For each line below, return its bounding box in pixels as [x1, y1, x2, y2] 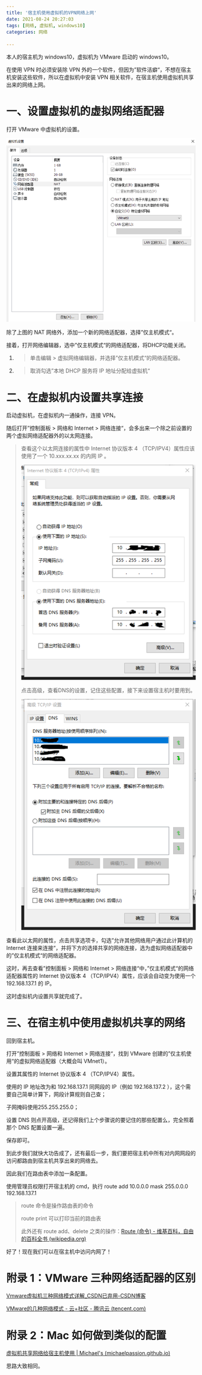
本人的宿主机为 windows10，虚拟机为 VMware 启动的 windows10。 [6, 53, 173, 60]
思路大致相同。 [6, 1362, 43, 1370]
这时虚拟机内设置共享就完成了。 [6, 992, 85, 1000]
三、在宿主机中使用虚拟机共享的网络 [6, 1016, 186, 1029]
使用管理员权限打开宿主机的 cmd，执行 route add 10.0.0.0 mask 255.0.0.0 [6, 1182, 188, 1190]
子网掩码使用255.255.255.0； [6, 1103, 79, 1111]
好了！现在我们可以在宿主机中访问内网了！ [6, 1248, 112, 1255]
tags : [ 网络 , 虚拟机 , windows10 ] [6, 22, 85, 28]
